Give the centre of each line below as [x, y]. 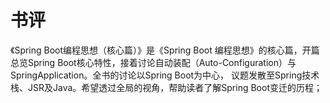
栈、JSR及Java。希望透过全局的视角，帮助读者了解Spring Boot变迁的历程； [166, 87]
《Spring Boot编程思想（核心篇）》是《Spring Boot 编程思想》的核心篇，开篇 [165, 50]
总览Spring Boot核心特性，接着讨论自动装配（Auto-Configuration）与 [153, 62]
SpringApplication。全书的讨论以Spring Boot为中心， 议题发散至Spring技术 [165, 75]
